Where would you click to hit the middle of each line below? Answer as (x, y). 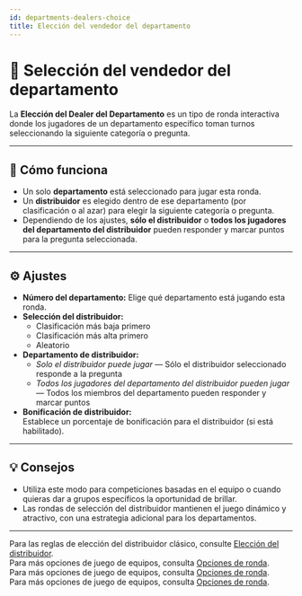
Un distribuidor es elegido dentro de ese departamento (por (134, 201)
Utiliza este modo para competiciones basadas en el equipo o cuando (151, 489)
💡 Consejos (42, 468)
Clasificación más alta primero (92, 336)
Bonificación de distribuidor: (77, 412)
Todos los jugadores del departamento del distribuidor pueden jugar (163, 383)
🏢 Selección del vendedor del (120, 70)
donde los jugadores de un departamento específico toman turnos (132, 124)
